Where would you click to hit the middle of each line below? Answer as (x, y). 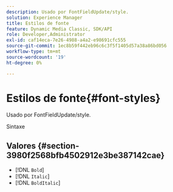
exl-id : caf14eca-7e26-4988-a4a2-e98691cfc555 (66, 40)
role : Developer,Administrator (46, 35)
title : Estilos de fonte (38, 23)
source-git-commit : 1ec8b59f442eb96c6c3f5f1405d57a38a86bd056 (86, 46)
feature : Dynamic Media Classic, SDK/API (59, 29)
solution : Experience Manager (45, 18)
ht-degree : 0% (24, 63)
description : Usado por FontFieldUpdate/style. (68, 12)
